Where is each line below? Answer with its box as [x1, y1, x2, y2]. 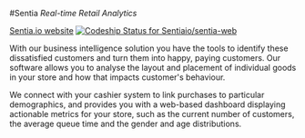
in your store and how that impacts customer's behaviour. [9, 72, 226, 83]
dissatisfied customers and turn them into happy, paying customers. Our [9, 53, 281, 63]
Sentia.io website [9, 25, 75, 35]
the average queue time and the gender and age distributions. [9, 118, 242, 129]
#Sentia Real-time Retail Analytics [9, 8, 137, 18]
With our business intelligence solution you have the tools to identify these [9, 43, 289, 54]
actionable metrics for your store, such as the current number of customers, [9, 109, 295, 119]
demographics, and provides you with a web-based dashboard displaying [9, 99, 286, 110]
